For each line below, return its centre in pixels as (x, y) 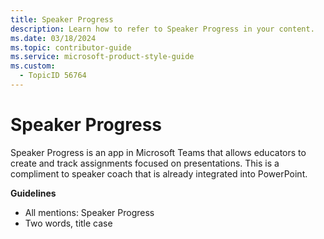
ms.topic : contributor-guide (71, 47)
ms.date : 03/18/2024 (53, 38)
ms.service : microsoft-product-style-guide (102, 57)
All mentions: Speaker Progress (89, 212)
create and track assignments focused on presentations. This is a (145, 163)
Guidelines (33, 193)
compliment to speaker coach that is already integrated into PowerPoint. (159, 173)
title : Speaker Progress (62, 19)
